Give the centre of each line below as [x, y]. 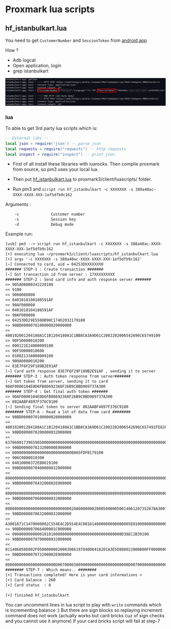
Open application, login [37, 65]
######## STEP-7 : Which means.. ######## [51, 570]
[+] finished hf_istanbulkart [37, 595]
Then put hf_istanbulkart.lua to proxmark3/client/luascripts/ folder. [82, 179]
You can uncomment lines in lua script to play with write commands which [83, 605]
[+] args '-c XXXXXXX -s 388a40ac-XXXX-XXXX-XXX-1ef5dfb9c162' [74, 259]
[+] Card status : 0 [28, 585]
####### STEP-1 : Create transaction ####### [54, 269]
